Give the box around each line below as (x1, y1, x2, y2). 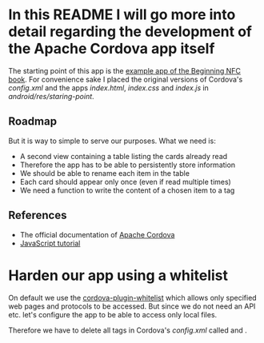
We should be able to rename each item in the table (19, 168, 190, 177)
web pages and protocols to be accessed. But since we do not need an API (8, 301, 256, 311)
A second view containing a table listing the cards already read (19, 151, 228, 161)
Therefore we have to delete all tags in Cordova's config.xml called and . (8, 325, 247, 335)
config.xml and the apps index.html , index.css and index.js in (8, 82, 210, 93)
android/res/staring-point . (8, 91, 94, 101)
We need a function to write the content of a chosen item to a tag (19, 185, 235, 195)
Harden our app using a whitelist (8, 266, 229, 285)
